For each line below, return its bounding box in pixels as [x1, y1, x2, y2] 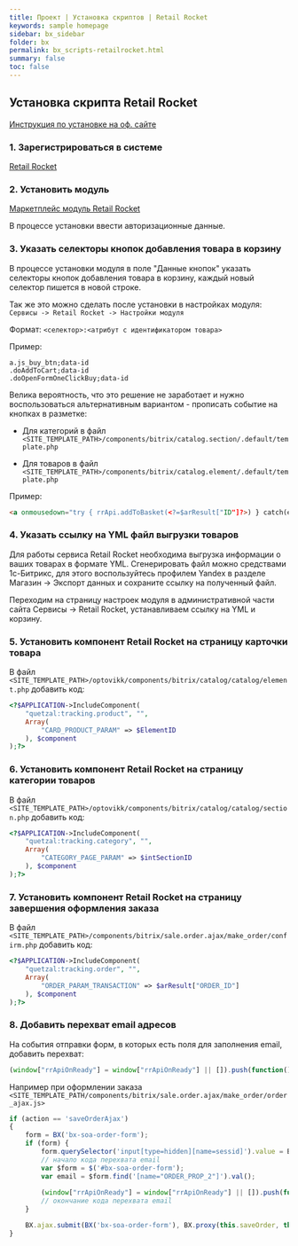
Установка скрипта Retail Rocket [9, 95, 198, 111]
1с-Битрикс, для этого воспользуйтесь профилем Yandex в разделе [9, 568, 266, 578]
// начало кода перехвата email [41, 1155, 161, 1164]
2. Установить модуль [9, 183, 110, 195]
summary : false [9, 54, 66, 63]
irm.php [9, 941, 38, 950]
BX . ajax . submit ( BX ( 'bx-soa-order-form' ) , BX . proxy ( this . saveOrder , [25, 1221, 279, 1230]
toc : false [9, 63, 50, 72]
